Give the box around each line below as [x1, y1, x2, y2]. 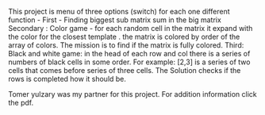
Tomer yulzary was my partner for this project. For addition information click [8, 90, 258, 98]
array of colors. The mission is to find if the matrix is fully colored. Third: [8, 40, 244, 50]
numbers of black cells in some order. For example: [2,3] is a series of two [8, 57, 251, 67]
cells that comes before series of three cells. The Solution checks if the [8, 66, 241, 75]
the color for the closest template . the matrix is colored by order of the [8, 32, 240, 41]
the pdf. [8, 98, 34, 107]
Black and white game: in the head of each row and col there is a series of [8, 49, 251, 58]
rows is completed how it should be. [8, 75, 127, 83]
